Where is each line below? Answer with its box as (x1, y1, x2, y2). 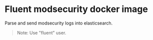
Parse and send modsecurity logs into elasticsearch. (4, 20, 113, 26)
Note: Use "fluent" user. (16, 29, 66, 35)
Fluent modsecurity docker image (4, 3, 148, 15)
